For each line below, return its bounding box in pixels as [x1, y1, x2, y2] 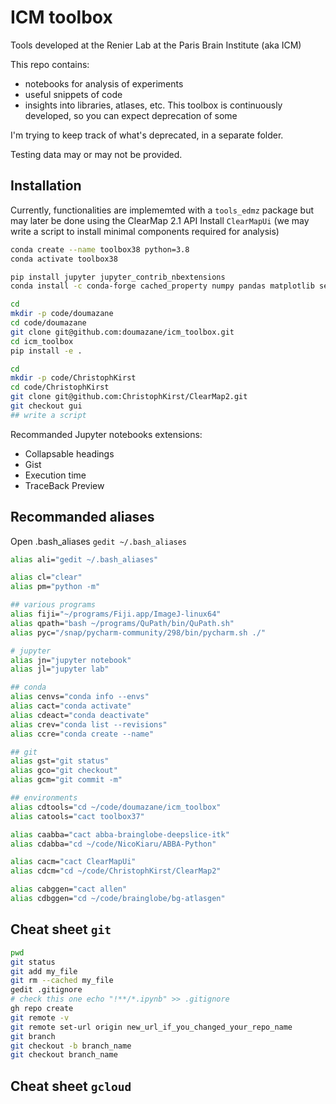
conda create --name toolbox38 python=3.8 [10, 244, 190, 255]
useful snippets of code [24, 88, 123, 100]
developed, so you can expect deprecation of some [24, 109, 238, 121]
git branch [10, 1031, 56, 1041]
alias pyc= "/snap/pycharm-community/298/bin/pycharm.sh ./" [10, 627, 267, 638]
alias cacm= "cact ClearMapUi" [10, 857, 137, 867]
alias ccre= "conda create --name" [10, 729, 155, 739]
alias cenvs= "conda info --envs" [10, 692, 150, 702]
